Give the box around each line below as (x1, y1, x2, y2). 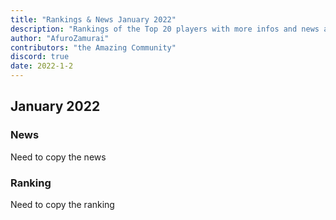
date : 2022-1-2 (10, 61, 74, 71)
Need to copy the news (10, 151, 107, 163)
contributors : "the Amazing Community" (10, 42, 177, 53)
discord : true (10, 52, 70, 62)
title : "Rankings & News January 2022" (10, 14, 177, 25)
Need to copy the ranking (10, 198, 115, 210)
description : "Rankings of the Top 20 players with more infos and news (10, 24, 320, 34)
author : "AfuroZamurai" (10, 33, 110, 43)
